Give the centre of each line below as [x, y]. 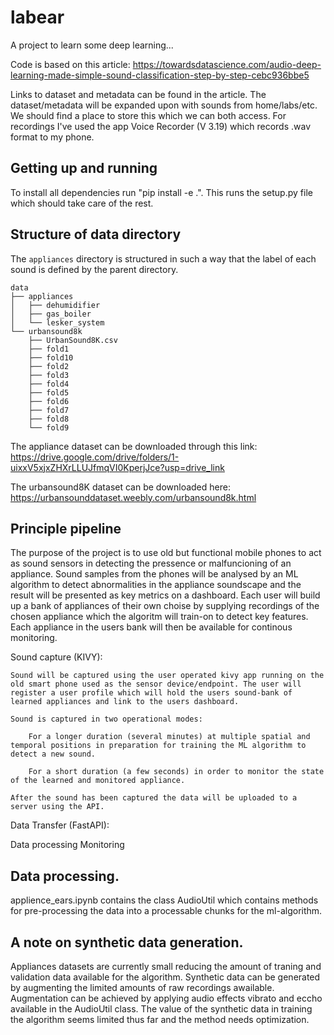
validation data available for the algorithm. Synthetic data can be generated [165, 977]
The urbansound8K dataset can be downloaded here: [120, 487]
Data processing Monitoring [67, 845]
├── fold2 [49, 366]
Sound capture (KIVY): [56, 657]
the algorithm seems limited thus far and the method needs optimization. [160, 1019]
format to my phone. [52, 137]
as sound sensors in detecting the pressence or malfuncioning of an [151, 563]
